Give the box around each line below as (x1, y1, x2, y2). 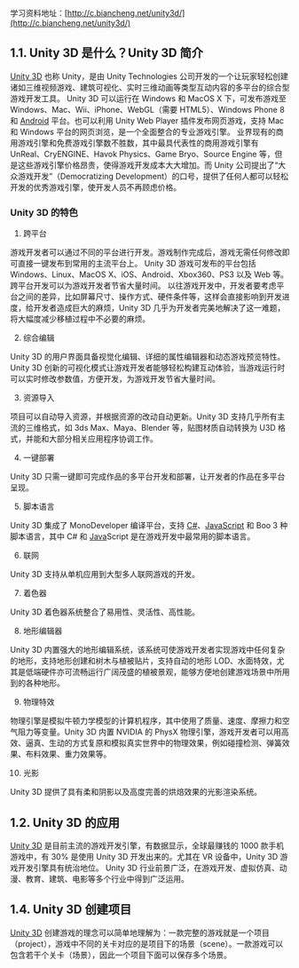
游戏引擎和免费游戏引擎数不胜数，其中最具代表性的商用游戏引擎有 (17, 137, 259, 148)
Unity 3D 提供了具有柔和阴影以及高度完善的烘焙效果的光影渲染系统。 (10, 787, 263, 797)
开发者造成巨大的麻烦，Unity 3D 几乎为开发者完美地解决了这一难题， (33, 303, 286, 313)
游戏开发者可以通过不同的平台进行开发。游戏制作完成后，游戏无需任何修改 (10, 247, 282, 258)
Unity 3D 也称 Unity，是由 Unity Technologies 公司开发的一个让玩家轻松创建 (10, 70, 289, 82)
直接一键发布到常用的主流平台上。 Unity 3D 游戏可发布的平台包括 (17, 258, 256, 269)
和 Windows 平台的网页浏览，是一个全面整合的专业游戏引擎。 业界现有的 (10, 126, 276, 137)
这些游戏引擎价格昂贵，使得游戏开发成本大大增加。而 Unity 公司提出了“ (17, 159, 279, 171)
